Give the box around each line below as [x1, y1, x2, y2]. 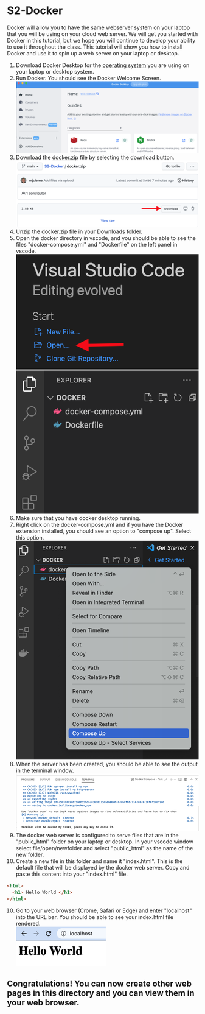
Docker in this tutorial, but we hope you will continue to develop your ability [7, 37, 196, 44]
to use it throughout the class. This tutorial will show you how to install [7, 43, 183, 51]
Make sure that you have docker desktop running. [15, 514, 141, 521]
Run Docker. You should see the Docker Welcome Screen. [15, 74, 161, 82]
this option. [15, 533, 44, 541]
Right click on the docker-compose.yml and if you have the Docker [15, 521, 184, 528]
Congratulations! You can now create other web [7, 978, 192, 988]
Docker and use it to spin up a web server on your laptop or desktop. [7, 49, 179, 57]
